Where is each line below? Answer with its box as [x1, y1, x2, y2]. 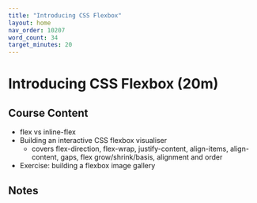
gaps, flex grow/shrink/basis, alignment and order [60, 152, 223, 162]
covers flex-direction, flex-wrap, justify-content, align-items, [31, 144, 229, 154]
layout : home [8, 19, 51, 27]
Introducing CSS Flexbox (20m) [8, 75, 219, 93]
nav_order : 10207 [8, 26, 66, 34]
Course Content [8, 106, 89, 119]
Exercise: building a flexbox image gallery [19, 161, 156, 171]
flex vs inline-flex [19, 127, 77, 137]
